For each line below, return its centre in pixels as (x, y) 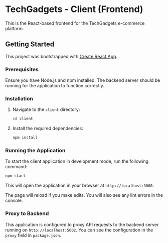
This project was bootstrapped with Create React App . (61, 56)
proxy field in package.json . (33, 235)
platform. (15, 28)
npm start (16, 176)
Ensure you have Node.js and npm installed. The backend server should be (83, 80)
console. (14, 201)
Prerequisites (22, 69)
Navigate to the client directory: (46, 109)
